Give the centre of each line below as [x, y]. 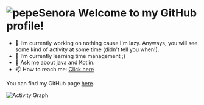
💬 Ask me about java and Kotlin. [55, 62]
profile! [25, 26]
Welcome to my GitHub [137, 13]
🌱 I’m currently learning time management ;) [70, 56]
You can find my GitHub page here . [51, 83]
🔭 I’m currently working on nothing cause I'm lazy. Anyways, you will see [106, 43]
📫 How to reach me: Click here [55, 69]
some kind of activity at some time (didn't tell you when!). [87, 49]
